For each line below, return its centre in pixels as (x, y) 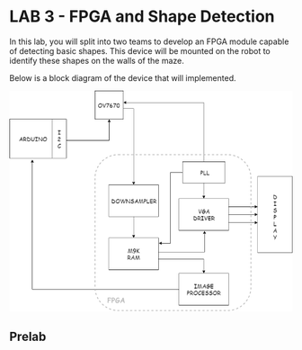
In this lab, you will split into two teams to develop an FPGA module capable (149, 41)
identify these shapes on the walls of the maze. (97, 60)
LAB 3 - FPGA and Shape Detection (142, 17)
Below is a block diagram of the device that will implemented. (123, 77)
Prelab (28, 336)
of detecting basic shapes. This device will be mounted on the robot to (140, 50)
